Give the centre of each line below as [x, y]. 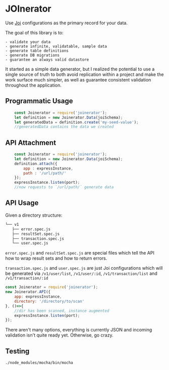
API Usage [22, 203]
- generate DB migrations [32, 55]
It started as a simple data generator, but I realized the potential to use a [80, 69]
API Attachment [31, 142]
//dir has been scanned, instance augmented [62, 311]
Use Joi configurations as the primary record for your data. [66, 23]
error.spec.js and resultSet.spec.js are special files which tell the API [80, 253]
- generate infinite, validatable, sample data [56, 46]
